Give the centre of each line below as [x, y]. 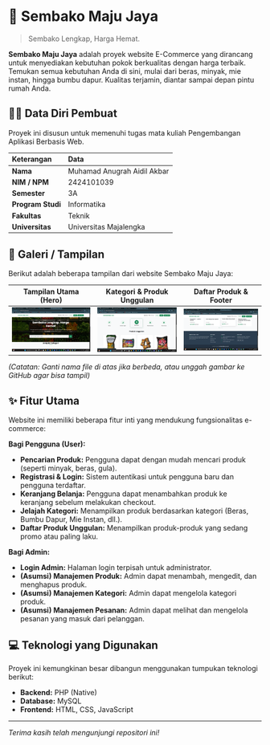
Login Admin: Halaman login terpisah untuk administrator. [116, 568]
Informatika [87, 205]
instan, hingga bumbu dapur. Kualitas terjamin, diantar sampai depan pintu [131, 79]
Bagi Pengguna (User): [47, 444]
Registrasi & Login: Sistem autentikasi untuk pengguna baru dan [127, 477]
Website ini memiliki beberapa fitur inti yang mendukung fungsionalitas [126, 420]
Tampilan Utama [51, 291]
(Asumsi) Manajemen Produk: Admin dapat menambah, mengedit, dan [138, 576]
